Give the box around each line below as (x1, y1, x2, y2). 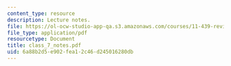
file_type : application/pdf (7, 29, 88, 36)
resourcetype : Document (7, 36, 76, 43)
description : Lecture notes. (7, 16, 91, 23)
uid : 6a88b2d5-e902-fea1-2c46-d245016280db (7, 49, 134, 56)
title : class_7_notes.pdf (7, 42, 81, 49)
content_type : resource (7, 10, 76, 17)
